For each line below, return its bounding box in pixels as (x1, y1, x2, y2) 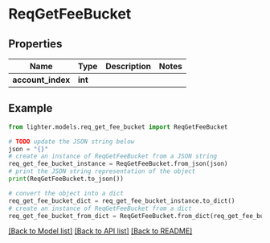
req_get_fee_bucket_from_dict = (8, 212, 117, 220)
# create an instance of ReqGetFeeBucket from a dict (8, 204, 193, 212)
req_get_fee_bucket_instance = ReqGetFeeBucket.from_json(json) (8, 160, 228, 168)
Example (8, 101, 53, 115)
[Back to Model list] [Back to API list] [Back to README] (8, 226, 193, 236)
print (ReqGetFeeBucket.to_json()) (8, 175, 125, 183)
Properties (8, 37, 63, 51)
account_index (12, 74, 71, 85)
